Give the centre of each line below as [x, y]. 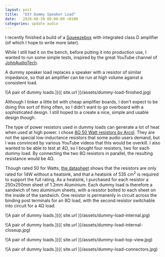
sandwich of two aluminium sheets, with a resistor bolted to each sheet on [81, 190]
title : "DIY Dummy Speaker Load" [41, 14]
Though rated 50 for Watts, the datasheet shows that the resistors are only [81, 168]
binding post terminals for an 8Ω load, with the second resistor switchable [80, 200]
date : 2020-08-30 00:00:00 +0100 [42, 19]
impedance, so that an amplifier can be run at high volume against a [74, 77]
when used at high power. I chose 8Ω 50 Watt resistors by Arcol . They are [80, 132]
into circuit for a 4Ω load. [30, 206]
